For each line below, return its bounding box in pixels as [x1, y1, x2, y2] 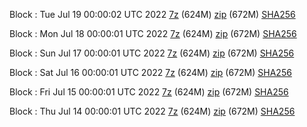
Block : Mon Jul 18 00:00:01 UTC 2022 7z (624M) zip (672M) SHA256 [9, 28, 297, 39]
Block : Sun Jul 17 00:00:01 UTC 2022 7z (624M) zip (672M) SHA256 [9, 47, 295, 59]
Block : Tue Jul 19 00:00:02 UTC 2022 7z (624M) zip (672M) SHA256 [9, 9, 296, 20]
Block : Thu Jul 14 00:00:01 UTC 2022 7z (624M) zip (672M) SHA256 [9, 105, 296, 117]
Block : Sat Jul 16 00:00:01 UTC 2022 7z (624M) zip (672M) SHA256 [9, 67, 292, 78]
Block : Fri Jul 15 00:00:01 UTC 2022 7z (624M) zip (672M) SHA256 [9, 86, 289, 98]
